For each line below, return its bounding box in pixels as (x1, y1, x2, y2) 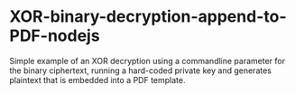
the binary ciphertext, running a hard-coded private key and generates (9, 65, 272, 76)
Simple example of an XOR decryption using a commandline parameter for (9, 55, 286, 66)
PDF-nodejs (9, 25, 101, 46)
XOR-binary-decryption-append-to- (9, 6, 287, 27)
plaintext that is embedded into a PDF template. (9, 74, 186, 85)
